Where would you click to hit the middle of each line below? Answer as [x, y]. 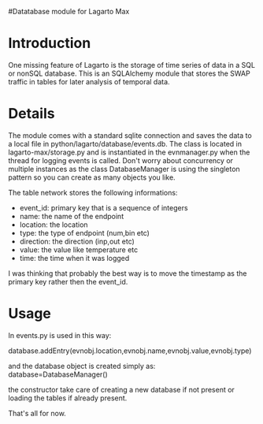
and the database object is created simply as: [82, 366]
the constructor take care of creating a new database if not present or [121, 389]
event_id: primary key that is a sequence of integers [104, 207]
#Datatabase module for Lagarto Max [69, 11]
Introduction [50, 43]
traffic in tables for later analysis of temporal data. [89, 81]
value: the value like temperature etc [79, 249]
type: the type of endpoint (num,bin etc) [84, 232]
